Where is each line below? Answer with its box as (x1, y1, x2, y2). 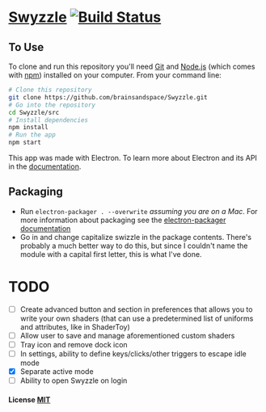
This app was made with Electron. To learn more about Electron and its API (8, 153, 257, 162)
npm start (8, 138, 42, 147)
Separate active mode (19, 367, 95, 376)
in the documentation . (8, 162, 82, 171)
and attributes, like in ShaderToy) (19, 322, 131, 331)
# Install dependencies (8, 116, 89, 124)
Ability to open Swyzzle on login (19, 376, 128, 385)
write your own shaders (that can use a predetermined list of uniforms (19, 313, 254, 323)
